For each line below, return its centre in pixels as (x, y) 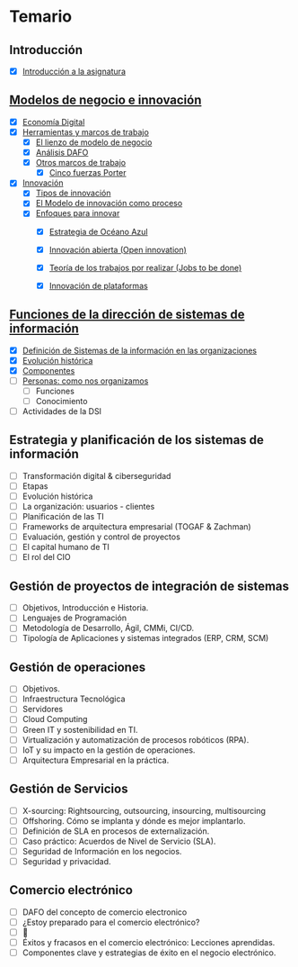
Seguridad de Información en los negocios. (102, 851)
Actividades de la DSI (61, 411)
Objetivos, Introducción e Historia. (85, 608)
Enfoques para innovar (78, 213)
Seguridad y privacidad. (66, 861)
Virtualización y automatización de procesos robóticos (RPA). (136, 739)
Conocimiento (61, 401)
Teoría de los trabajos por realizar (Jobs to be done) (145, 267)
